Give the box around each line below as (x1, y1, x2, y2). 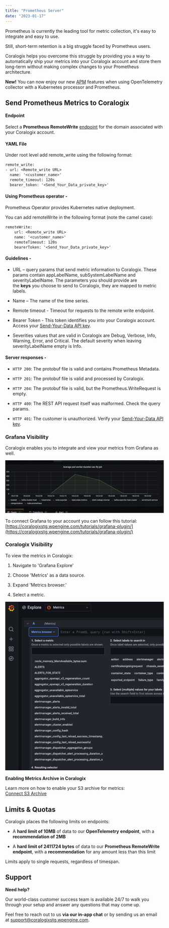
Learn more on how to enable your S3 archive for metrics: (5, 785, 125, 791)
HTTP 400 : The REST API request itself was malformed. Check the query (12, 400, 161, 406)
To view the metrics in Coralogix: (5, 552, 73, 559)
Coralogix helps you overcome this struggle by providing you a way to (5, 53, 150, 59)
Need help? (5, 886, 30, 892)
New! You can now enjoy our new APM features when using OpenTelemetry (5, 79, 162, 85)
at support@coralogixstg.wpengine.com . (5, 916, 90, 922)
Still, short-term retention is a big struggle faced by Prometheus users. (5, 43, 151, 49)
